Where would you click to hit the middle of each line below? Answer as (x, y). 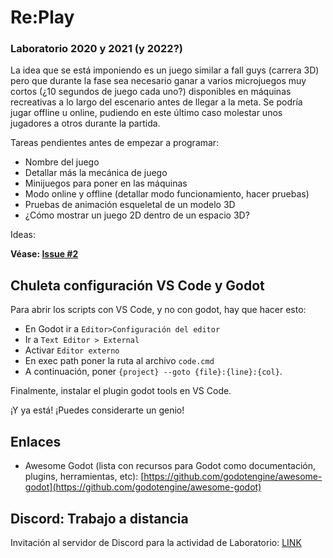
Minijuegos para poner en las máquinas (106, 183)
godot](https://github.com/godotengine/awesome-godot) (143, 487)
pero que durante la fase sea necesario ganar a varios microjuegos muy (158, 81)
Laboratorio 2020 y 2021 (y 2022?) (96, 49)
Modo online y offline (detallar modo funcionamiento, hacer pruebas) (167, 194)
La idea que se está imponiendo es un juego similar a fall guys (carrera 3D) (165, 70)
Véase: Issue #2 (44, 254)
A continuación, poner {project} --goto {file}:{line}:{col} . (153, 372)
